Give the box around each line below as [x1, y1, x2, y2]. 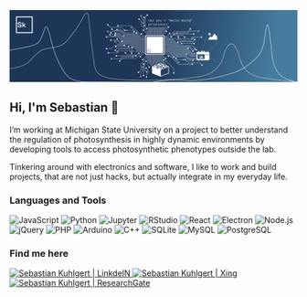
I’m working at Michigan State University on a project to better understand [9, 124, 289, 135]
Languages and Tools [9, 194, 107, 207]
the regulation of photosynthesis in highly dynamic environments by [9, 133, 265, 144]
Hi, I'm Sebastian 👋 [9, 100, 119, 115]
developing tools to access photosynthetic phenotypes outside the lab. [9, 143, 277, 154]
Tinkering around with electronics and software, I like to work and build [9, 161, 277, 172]
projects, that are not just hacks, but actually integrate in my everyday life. [9, 171, 288, 182]
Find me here [9, 248, 69, 260]
